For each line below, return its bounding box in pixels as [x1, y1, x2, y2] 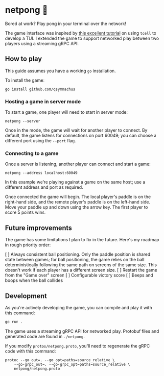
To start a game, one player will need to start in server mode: [5, 109, 128, 115]
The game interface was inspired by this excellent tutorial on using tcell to [5, 30, 157, 36]
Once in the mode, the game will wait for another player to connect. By [5, 127, 148, 133]
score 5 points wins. [5, 209, 46, 215]
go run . [5, 319, 23, 324]
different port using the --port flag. [5, 138, 76, 144]
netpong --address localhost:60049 [5, 171, 78, 175]
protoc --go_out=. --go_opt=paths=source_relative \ [5, 357, 115, 362]
